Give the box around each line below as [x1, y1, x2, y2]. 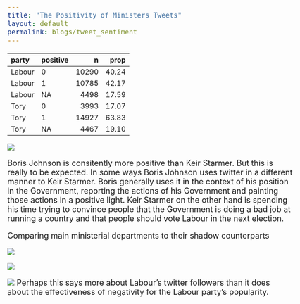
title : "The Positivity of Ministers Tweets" [7, 11, 182, 20]
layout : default [7, 20, 69, 29]
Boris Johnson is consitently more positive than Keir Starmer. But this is [7, 158, 273, 168]
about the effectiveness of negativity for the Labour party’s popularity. [7, 286, 269, 297]
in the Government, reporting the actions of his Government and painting [7, 185, 279, 196]
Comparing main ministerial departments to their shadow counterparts [7, 230, 270, 241]
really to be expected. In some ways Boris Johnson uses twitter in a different [7, 167, 293, 177]
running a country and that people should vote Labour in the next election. [7, 213, 285, 223]
